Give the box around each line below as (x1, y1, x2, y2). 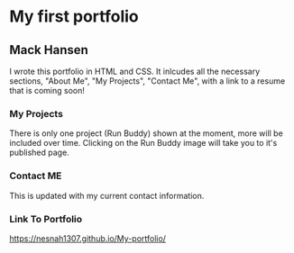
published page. (9, 147, 69, 158)
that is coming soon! (9, 86, 86, 95)
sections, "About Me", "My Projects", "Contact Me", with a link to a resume (9, 76, 286, 86)
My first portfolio (9, 6, 139, 27)
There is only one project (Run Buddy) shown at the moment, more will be (9, 128, 284, 139)
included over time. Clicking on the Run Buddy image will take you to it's (9, 138, 278, 149)
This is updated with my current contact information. (9, 190, 205, 201)
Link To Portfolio (9, 212, 83, 225)
